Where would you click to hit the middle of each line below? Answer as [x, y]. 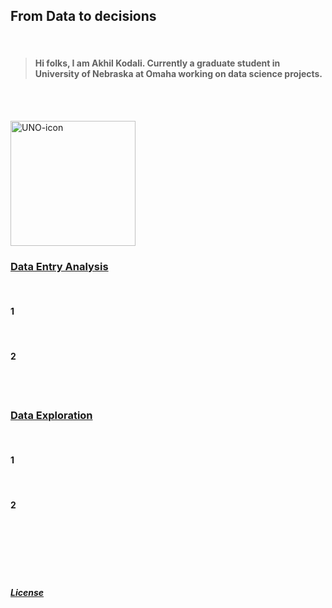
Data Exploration [51, 415]
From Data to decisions [83, 16]
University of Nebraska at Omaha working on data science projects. [178, 74]
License [27, 593]
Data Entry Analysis [59, 266]
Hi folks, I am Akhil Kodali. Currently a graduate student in [157, 63]
